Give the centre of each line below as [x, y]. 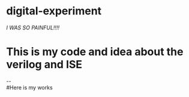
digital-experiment [54, 11]
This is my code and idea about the [95, 52]
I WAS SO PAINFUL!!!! [33, 28]
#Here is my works [29, 87]
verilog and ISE [44, 65]
